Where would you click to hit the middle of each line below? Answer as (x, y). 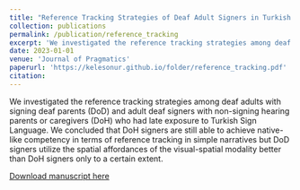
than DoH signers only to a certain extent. (86, 159)
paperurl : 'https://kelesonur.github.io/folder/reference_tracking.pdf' (148, 68)
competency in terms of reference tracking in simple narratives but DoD (157, 139)
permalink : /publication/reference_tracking (94, 34)
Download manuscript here (59, 176)
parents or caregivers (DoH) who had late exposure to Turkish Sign (133, 120)
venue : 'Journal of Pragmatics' (70, 59)
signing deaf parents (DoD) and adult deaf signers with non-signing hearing (150, 111)
